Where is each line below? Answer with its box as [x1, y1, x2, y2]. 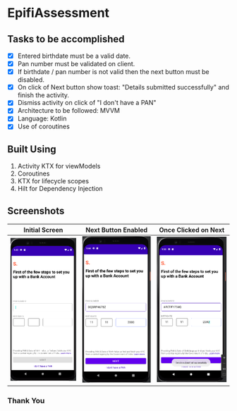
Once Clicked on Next [159, 226, 225, 234]
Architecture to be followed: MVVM [17, 106, 121, 115]
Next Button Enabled [85, 226, 148, 234]
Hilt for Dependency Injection [17, 185, 104, 193]
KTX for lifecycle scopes [17, 177, 90, 185]
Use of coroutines [17, 122, 71, 131]
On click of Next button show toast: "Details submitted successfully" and [17, 83, 229, 92]
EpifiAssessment [7, 5, 110, 21]
